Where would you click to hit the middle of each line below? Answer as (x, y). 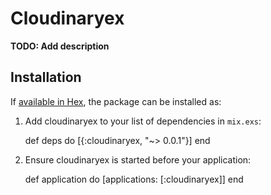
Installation (46, 77)
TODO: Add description (60, 46)
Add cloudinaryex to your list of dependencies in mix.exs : (143, 121)
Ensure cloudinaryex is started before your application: (138, 159)
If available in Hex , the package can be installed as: (116, 101)
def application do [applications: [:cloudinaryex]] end (134, 179)
